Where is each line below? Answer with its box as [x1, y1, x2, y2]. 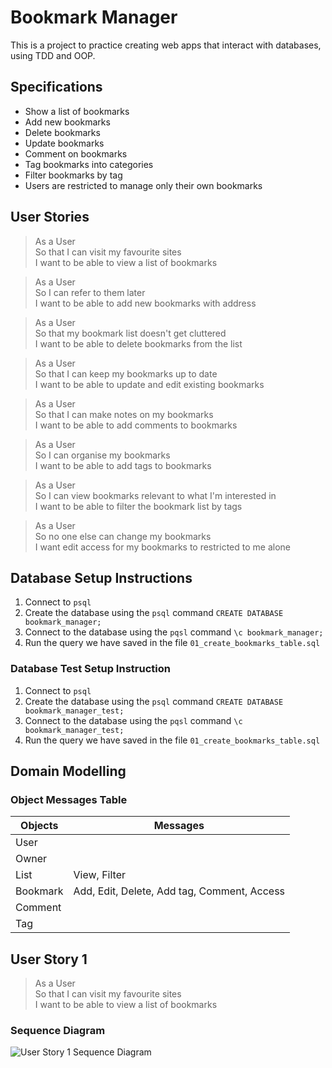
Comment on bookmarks [24, 147, 128, 160]
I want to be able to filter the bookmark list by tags [34, 500, 243, 512]
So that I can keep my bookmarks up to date [34, 367, 218, 380]
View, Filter [73, 868, 126, 882]
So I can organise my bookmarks [34, 449, 171, 461]
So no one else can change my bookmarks [34, 530, 212, 542]
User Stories [10, 209, 90, 226]
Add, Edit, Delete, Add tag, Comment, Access [73, 884, 286, 898]
